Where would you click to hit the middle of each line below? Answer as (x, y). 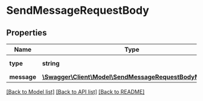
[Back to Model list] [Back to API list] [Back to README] (76, 92)
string (51, 63)
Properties (27, 33)
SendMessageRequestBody (78, 11)
